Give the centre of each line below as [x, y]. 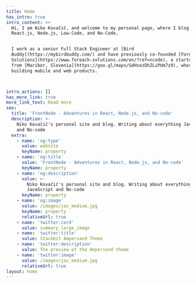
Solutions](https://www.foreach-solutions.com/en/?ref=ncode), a [92, 60]
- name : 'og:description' [48, 173]
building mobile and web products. [55, 71]
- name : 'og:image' [40, 201]
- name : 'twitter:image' [47, 255]
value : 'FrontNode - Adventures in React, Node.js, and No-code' [102, 162]
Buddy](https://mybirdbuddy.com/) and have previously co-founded [94, 54]
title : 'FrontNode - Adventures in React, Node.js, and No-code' [92, 114]
